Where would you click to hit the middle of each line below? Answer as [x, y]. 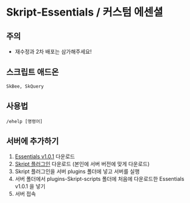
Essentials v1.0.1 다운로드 [45, 156]
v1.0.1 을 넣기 [30, 186]
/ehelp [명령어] [24, 121]
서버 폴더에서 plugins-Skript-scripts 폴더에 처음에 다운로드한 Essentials [99, 179]
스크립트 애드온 [33, 72]
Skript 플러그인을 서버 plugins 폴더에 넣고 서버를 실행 [77, 171]
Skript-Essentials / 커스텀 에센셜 [85, 12]
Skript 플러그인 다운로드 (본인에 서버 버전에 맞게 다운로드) [82, 164]
